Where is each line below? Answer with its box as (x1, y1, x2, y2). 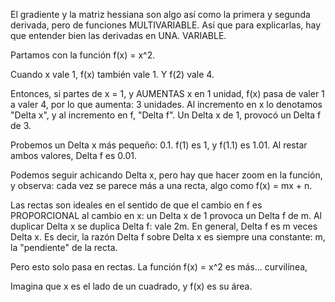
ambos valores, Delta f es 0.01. (10, 150, 138, 161)
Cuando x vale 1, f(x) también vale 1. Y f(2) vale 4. (10, 69, 215, 80)
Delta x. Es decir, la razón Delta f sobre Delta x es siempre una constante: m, (10, 231, 326, 243)
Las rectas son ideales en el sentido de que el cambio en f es (10, 199, 263, 211)
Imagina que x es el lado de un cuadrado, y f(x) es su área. (10, 280, 253, 292)
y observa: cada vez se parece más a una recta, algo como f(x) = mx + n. (10, 180, 313, 191)
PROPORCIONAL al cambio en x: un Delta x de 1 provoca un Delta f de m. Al (10, 210, 322, 221)
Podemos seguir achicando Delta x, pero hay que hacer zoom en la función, (10, 169, 323, 181)
